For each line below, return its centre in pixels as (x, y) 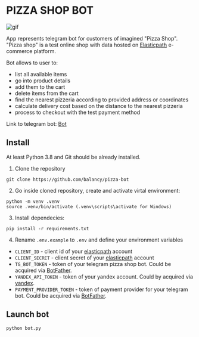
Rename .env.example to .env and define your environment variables (99, 240)
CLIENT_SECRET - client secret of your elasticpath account (84, 258)
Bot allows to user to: (32, 63)
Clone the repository (40, 168)
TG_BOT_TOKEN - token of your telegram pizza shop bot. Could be (93, 264)
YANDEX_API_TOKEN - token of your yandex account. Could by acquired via (104, 276)
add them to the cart (40, 86)
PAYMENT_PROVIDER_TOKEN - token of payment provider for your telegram (102, 289)
